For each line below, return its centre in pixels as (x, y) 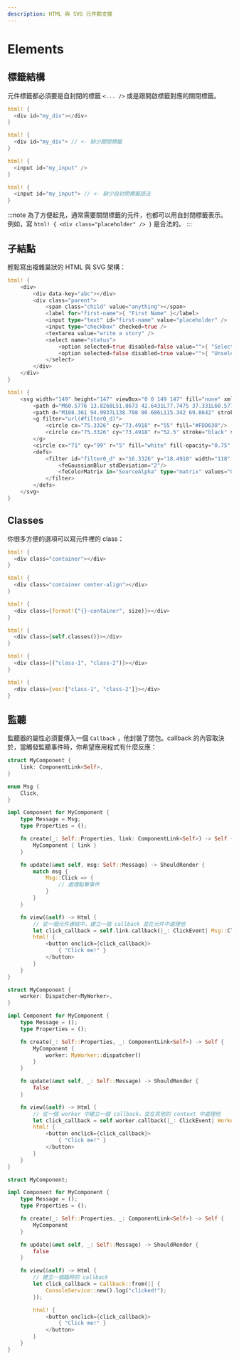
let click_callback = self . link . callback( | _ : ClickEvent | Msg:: (130, 931)
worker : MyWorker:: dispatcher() (93, 1055)
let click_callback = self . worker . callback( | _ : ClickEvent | (124, 1121)
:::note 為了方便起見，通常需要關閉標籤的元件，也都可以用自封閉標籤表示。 (117, 215)
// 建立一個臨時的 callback (71, 1277)
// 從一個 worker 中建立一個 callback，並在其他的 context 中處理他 (127, 1114)
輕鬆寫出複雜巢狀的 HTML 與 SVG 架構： (67, 267)
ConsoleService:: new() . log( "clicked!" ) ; (106, 1290)
